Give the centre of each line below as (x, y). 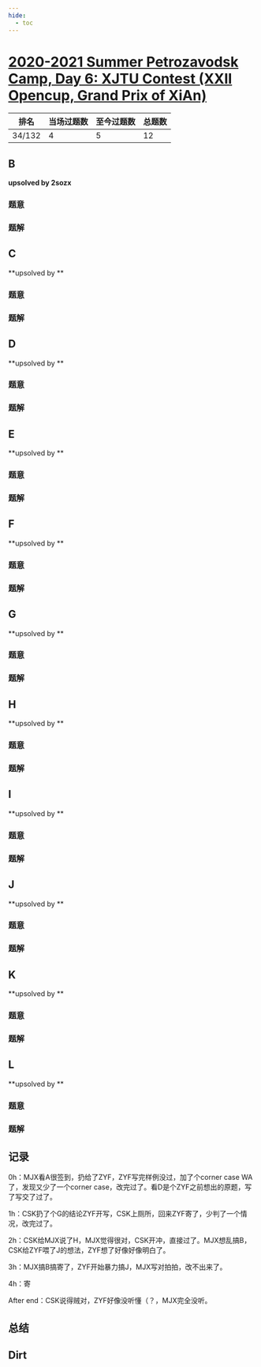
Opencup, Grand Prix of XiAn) (108, 95)
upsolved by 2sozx (40, 183)
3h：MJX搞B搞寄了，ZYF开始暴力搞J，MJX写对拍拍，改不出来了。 (117, 1267)
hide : (17, 15)
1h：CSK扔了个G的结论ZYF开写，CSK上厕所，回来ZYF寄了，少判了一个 (124, 1214)
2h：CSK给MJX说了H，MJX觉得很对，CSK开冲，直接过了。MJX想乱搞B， (130, 1241)
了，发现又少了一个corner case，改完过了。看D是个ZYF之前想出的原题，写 (130, 1187)
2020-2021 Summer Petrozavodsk (123, 62)
